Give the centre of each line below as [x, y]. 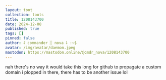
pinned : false [20, 38]
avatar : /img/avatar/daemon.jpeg [40, 48]
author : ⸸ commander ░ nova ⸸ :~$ [41, 43]
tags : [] [14, 33]
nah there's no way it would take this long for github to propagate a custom [83, 67]
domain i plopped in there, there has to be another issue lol [66, 72]
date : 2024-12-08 [23, 24]
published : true [22, 29]
